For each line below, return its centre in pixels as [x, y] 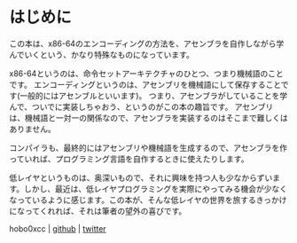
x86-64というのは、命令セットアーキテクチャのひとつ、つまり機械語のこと [146, 73]
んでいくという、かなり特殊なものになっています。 [102, 54]
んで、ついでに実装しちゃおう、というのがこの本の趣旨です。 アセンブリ [141, 106]
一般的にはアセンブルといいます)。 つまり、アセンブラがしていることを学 [154, 95]
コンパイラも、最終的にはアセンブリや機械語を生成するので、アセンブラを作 [148, 147]
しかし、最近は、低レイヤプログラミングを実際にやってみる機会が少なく [156, 188]
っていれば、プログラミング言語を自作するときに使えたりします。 [129, 159]
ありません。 [32, 129]
